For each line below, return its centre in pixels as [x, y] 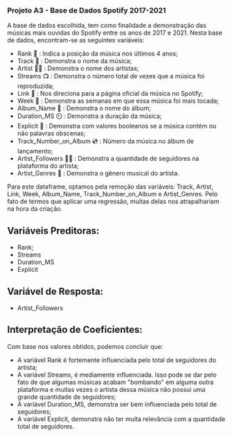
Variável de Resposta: [55, 291]
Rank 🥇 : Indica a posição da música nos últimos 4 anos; [97, 53]
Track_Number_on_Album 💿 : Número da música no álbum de [106, 142]
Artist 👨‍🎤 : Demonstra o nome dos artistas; [78, 69]
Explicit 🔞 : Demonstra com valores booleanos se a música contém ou [117, 126]
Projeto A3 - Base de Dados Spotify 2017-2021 [87, 10]
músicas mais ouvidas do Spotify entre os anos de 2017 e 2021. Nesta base [115, 33]
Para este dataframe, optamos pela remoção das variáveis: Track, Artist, [110, 187]
